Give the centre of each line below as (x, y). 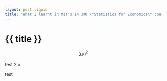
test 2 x (13, 64)
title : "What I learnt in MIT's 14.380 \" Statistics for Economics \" (79, 14)
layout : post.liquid (27, 10)
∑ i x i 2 (83, 54)
